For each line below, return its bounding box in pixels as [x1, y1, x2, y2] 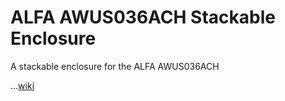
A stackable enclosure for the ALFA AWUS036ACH [10, 60, 220, 72]
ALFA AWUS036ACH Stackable [10, 6, 276, 29]
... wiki [10, 79, 35, 91]
